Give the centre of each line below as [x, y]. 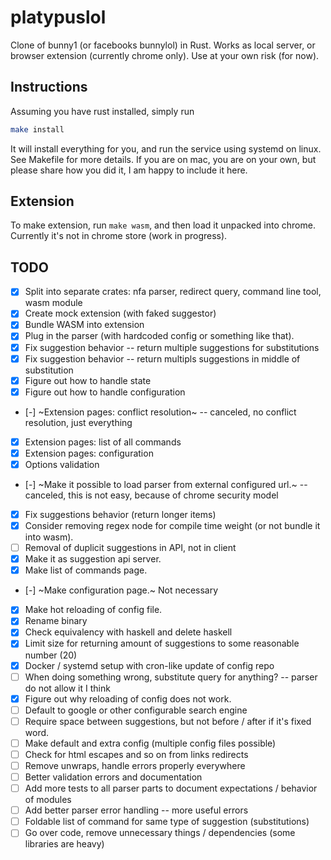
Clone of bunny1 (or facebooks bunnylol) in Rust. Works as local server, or [163, 45]
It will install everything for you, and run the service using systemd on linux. [166, 148]
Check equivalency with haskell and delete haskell [128, 632]
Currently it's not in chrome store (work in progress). [119, 236]
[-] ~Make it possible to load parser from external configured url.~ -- [166, 484]
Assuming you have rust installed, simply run [102, 111]
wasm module [53, 303]
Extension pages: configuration [89, 453]
